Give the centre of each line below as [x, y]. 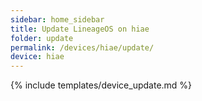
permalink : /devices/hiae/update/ [82, 47]
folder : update [42, 38]
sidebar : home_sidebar [57, 19]
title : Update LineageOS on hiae [80, 29]
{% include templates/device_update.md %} [101, 85]
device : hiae [37, 57]
